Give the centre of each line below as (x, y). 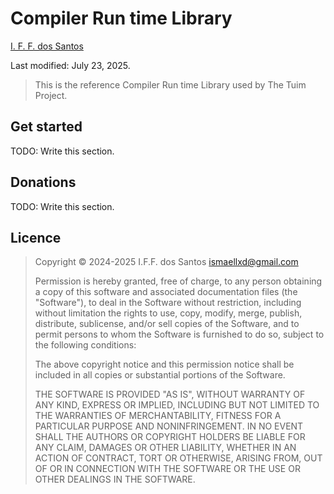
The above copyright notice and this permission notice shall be (164, 364)
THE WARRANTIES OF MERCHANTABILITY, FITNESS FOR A (158, 416)
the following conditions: (85, 345)
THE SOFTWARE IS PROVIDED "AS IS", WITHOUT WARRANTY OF (170, 394)
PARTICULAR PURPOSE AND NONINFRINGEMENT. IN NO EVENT (169, 426)
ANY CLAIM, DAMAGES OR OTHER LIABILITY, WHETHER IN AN (165, 448)
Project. (51, 95)
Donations (43, 182)
